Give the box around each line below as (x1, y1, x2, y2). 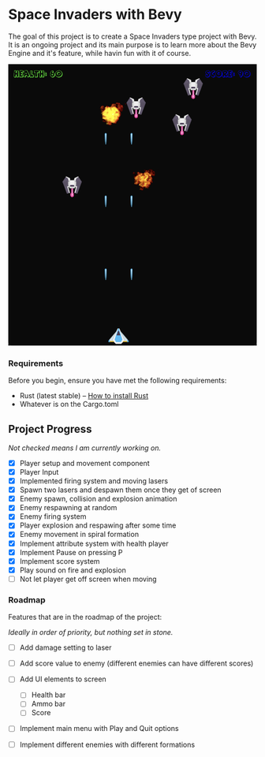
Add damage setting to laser (19, 643, 112, 652)
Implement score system (19, 556, 100, 565)
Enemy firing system (19, 512, 87, 521)
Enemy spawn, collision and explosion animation (19, 494, 177, 504)
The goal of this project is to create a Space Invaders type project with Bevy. (8, 32, 257, 41)
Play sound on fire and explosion (19, 565, 126, 575)
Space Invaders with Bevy (8, 6, 183, 24)
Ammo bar (31, 699, 65, 709)
